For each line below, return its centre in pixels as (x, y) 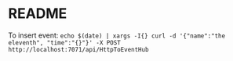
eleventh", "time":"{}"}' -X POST (65, 43)
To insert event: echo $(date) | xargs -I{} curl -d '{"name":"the (117, 35)
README (38, 14)
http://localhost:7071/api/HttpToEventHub (78, 49)
